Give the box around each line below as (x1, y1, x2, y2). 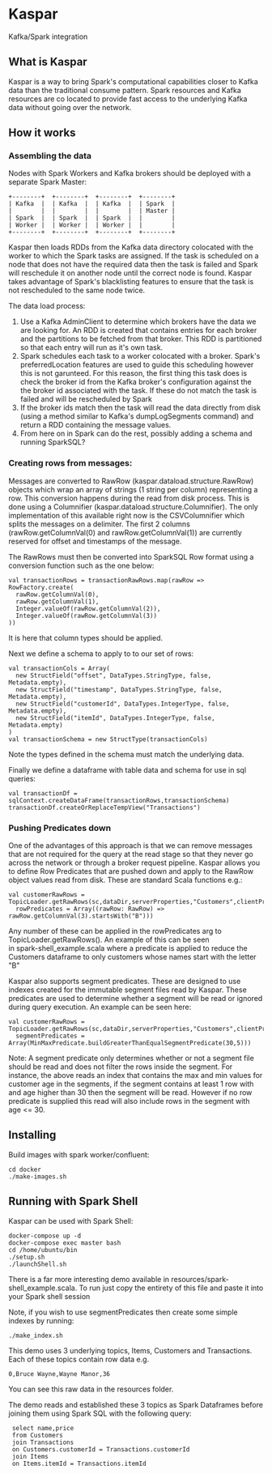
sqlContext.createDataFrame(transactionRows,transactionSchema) (8, 796, 230, 804)
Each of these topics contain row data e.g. (8, 1354, 150, 1364)
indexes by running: (8, 1315, 74, 1325)
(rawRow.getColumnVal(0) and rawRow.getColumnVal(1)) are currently (8, 527, 243, 537)
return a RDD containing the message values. (19, 420, 172, 430)
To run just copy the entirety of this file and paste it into (79, 1283, 264, 1293)
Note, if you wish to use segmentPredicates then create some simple (8, 1307, 238, 1317)
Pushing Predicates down (8, 822, 112, 833)
